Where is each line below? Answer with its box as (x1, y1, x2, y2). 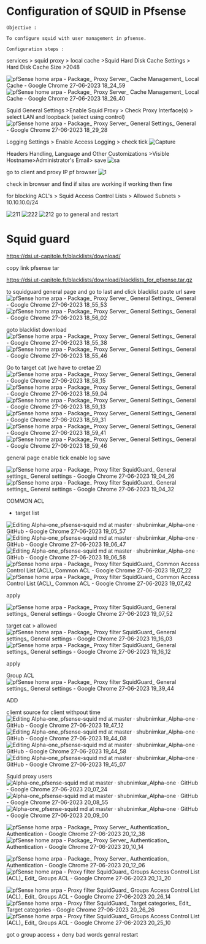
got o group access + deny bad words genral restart (6, 931, 139, 938)
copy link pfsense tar (6, 264, 59, 271)
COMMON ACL (6, 497, 45, 504)
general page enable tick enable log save (6, 454, 110, 461)
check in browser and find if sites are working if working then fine (6, 180, 173, 188)
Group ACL (6, 672, 34, 679)
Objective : (6, 25, 37, 31)
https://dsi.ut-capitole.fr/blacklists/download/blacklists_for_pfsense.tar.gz (6, 276, 193, 283)
